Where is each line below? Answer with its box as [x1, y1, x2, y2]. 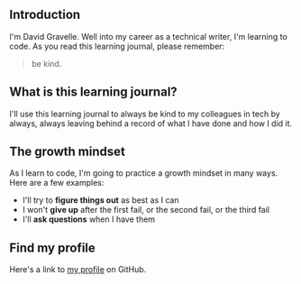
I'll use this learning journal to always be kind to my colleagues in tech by [9, 108, 281, 119]
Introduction [9, 7, 81, 23]
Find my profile [9, 240, 96, 255]
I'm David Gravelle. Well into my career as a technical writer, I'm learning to [9, 31, 288, 41]
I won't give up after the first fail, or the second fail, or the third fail [22, 205, 270, 215]
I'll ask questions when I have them [22, 214, 156, 224]
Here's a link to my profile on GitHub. [9, 264, 147, 275]
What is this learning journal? [9, 85, 178, 100]
